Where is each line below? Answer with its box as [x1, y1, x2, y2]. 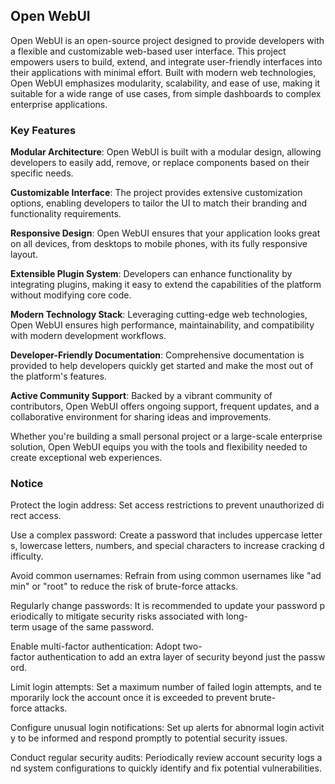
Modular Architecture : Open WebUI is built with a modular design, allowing [10, 146, 322, 158]
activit [298, 722, 325, 734]
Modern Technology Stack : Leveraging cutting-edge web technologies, [10, 309, 308, 321]
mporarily [10, 692, 50, 704]
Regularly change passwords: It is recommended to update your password [10, 600, 318, 612]
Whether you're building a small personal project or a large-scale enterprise [10, 430, 323, 443]
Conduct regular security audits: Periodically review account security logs [10, 752, 315, 764]
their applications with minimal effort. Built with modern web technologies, [10, 66, 317, 78]
